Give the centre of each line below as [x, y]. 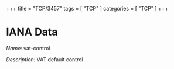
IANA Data [32, 32]
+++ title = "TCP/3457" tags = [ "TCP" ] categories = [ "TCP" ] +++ [87, 8]
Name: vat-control [28, 48]
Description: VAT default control [45, 59]
